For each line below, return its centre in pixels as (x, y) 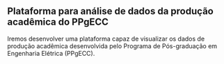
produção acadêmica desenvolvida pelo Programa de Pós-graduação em (112, 46)
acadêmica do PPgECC (58, 22)
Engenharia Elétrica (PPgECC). (51, 53)
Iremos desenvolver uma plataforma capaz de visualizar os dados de (106, 39)
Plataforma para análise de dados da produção (110, 11)
